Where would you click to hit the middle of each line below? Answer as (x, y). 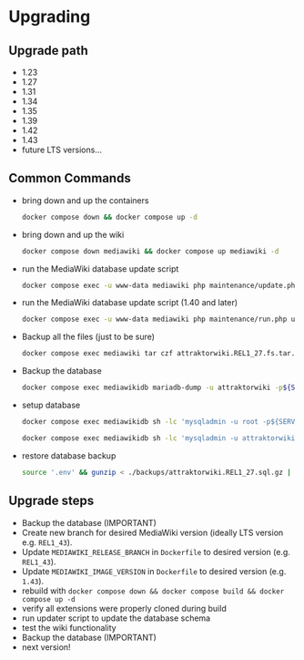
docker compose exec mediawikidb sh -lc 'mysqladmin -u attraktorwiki (158, 438)
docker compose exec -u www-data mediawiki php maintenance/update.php (160, 285)
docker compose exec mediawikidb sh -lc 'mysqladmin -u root (140, 422)
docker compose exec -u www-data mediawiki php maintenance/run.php (154, 320)
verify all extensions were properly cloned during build (124, 608)
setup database (51, 405)
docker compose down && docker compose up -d (109, 217)
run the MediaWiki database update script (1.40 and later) (130, 303)
